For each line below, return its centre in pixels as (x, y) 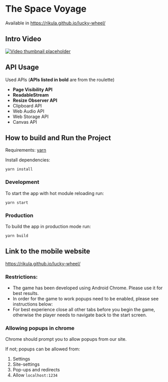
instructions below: (33, 304)
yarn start (17, 202)
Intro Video (23, 39)
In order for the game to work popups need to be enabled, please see (86, 299)
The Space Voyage (46, 9)
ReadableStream (31, 95)
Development (22, 182)
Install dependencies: (28, 160)
